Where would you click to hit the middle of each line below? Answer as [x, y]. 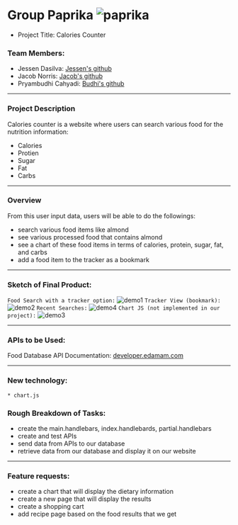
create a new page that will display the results [85, 499]
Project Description [41, 108]
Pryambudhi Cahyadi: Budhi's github [71, 84]
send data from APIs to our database [71, 444]
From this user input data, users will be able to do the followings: [102, 215]
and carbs [32, 252]
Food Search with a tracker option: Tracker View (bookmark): [114, 301]
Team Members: [36, 53]
